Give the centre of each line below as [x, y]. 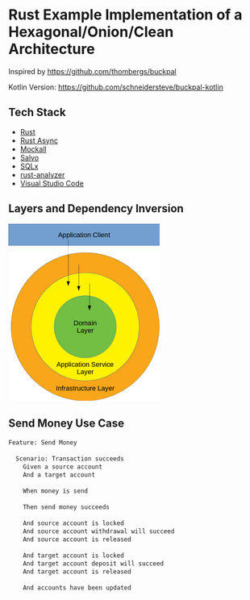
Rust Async [39, 140]
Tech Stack [37, 112]
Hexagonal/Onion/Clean [91, 32]
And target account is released [77, 572]
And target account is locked [74, 556]
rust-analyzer [42, 174]
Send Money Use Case [67, 423]
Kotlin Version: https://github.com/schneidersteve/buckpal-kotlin [116, 87]
